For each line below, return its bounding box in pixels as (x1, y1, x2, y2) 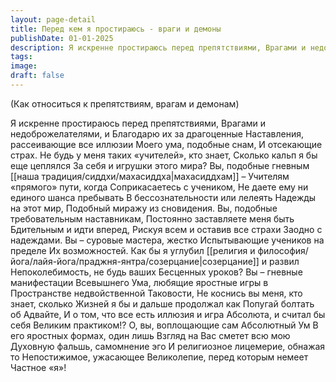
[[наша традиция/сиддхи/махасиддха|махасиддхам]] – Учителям (10, 170, 290, 182)
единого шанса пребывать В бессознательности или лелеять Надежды (10, 191, 317, 203)
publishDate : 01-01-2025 (10, 33, 114, 43)
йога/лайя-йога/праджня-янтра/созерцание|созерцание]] (10, 255, 260, 267)
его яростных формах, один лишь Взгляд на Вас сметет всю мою (10, 329, 291, 341)
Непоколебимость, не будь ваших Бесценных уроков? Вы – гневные (10, 266, 303, 278)
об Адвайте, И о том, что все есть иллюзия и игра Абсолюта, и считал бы (10, 308, 326, 320)
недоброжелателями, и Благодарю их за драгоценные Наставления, (10, 127, 305, 140)
